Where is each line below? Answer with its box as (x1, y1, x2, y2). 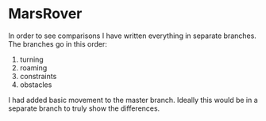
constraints (19, 71, 57, 81)
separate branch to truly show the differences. (8, 104, 160, 113)
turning (19, 55, 44, 64)
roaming (19, 62, 48, 72)
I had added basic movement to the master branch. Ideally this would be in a (8, 95, 258, 104)
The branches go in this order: (8, 39, 107, 48)
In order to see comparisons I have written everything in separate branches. (8, 31, 256, 40)
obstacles (19, 80, 52, 89)
